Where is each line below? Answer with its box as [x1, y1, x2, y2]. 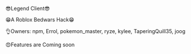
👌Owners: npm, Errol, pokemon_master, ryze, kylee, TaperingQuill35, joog [5, 28, 186, 34]
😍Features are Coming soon [5, 41, 75, 48]
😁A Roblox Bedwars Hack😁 [5, 16, 74, 23]
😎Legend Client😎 [5, 5, 50, 12]
